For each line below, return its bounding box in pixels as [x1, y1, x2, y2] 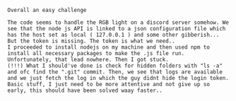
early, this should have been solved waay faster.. [7, 87, 163, 94]
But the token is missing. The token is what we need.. [7, 37, 175, 44]
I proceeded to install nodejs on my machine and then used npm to [7, 44, 211, 51]
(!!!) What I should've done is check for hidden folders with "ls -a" [7, 62, 223, 69]
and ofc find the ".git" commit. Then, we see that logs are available [7, 69, 223, 76]
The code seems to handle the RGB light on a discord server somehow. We [7, 19, 230, 26]
